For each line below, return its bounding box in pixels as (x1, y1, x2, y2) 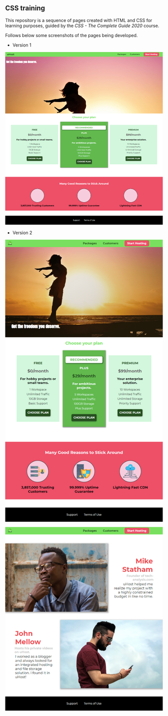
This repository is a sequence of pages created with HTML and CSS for (5, 17, 152, 23)
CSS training (5, 4, 45, 13)
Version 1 (12, 42, 31, 48)
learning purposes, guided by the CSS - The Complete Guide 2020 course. (5, 23, 159, 29)
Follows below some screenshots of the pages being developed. (5, 32, 138, 38)
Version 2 (12, 230, 32, 236)
